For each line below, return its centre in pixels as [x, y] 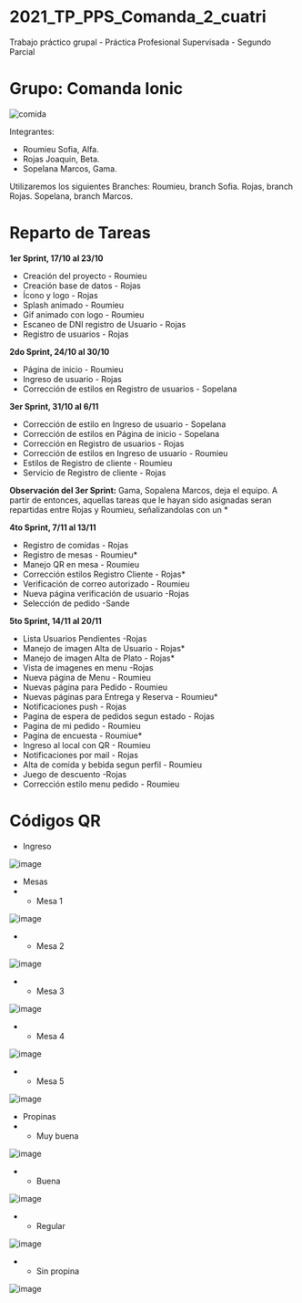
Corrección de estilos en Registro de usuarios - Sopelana [130, 389]
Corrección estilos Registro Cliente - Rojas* [104, 574]
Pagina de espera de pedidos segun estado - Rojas [119, 716]
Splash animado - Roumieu [73, 305]
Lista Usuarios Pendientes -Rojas [85, 638]
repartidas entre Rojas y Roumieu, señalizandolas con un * [119, 509]
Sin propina [58, 1271]
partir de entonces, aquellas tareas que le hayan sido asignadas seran [141, 500]
